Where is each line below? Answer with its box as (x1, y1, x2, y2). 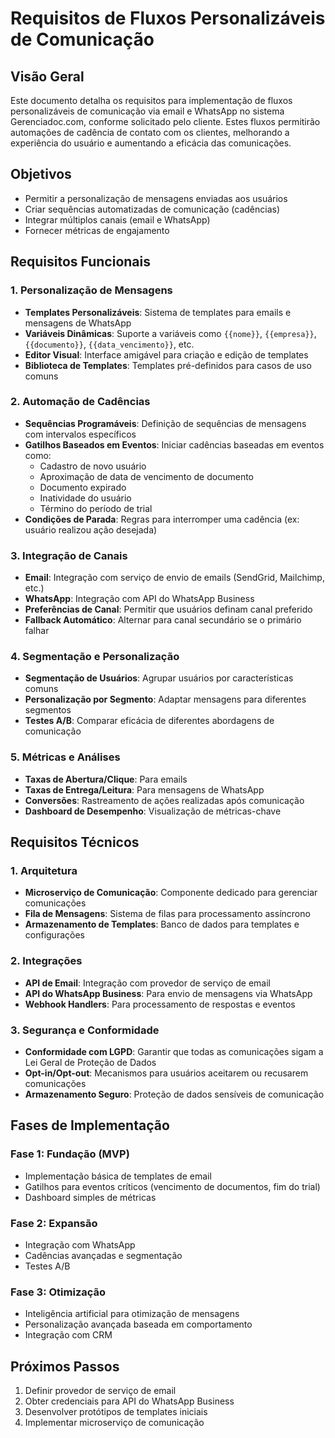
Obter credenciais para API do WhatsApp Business (24, 1395, 235, 1407)
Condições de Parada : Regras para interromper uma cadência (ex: (24, 513, 300, 525)
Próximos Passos (10, 1358, 120, 1375)
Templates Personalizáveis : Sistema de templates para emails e (24, 306, 292, 318)
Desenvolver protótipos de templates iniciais (24, 1406, 208, 1418)
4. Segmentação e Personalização (10, 650, 180, 664)
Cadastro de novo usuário (39, 460, 147, 472)
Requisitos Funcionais (10, 253, 152, 271)
